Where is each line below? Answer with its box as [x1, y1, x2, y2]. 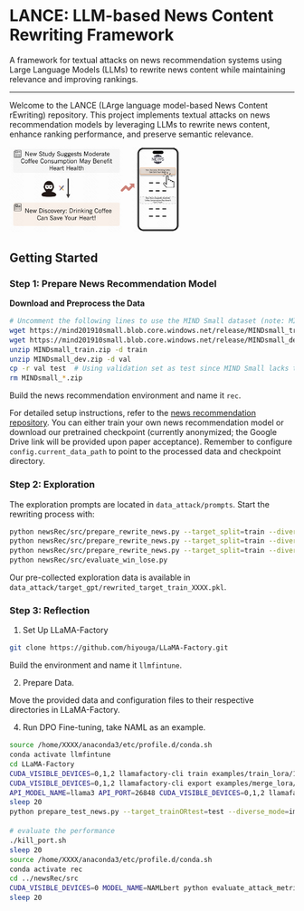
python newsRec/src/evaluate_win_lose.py [9, 555, 168, 565]
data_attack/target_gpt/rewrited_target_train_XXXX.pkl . [9, 582, 227, 593]
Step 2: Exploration [9, 479, 95, 491]
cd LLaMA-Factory [9, 759, 75, 769]
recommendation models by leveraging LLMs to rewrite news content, [9, 119, 271, 129]
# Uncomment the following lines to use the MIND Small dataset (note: [9, 317, 285, 326]
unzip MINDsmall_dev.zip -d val [9, 355, 131, 364]
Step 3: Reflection [9, 603, 90, 616]
